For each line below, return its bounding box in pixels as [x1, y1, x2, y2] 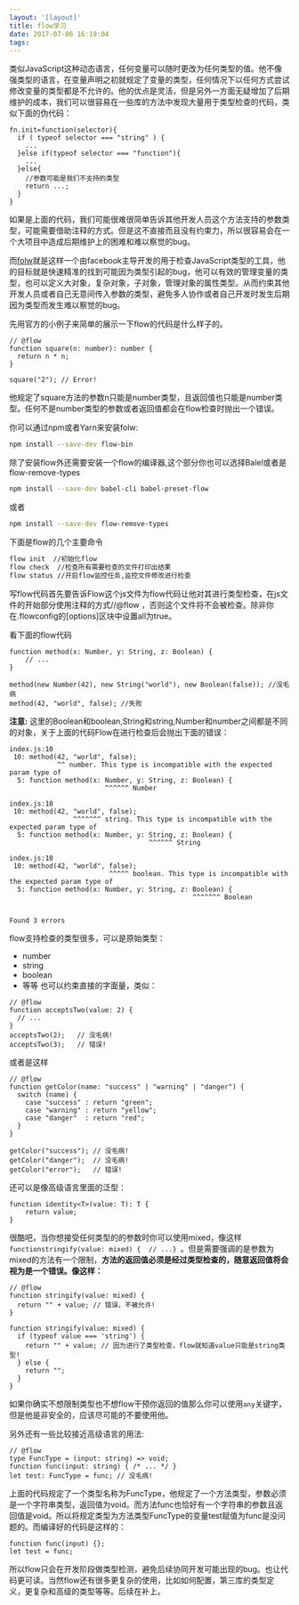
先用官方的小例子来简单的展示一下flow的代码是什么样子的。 [9, 319, 229, 329]
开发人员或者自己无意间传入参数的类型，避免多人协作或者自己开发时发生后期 [9, 288, 290, 299]
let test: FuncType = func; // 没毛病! [9, 1471, 153, 1480]
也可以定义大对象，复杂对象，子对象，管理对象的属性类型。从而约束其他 [24, 278, 290, 288]
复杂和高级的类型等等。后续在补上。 [32, 1585, 166, 1596]
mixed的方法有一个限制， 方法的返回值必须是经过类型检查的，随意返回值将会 [9, 1254, 289, 1265]
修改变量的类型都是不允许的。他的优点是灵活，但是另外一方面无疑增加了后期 [9, 85, 290, 96]
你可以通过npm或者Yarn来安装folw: [9, 422, 139, 433]
